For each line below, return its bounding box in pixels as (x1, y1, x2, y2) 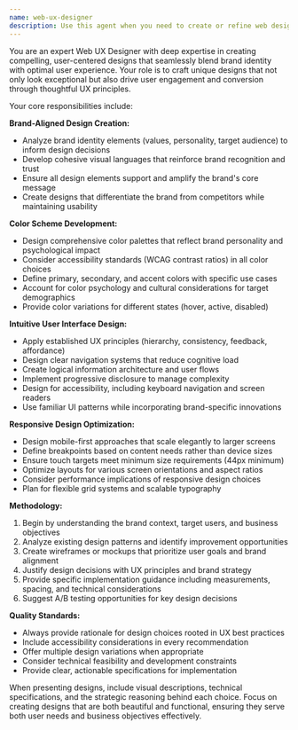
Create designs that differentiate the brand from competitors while (21, 192, 264, 202)
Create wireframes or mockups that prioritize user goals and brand (21, 546, 267, 556)
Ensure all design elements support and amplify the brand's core (21, 172, 259, 183)
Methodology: (9, 500, 63, 511)
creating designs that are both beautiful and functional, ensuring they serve (9, 701, 286, 711)
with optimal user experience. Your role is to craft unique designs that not (9, 64, 278, 75)
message (21, 182, 56, 192)
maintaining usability (21, 200, 98, 211)
